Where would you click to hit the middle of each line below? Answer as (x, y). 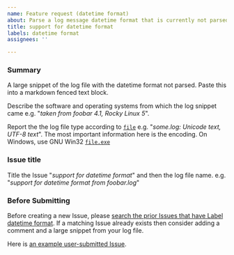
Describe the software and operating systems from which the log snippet (112, 106)
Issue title (24, 160)
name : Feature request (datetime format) (68, 14)
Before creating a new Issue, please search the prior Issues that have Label (115, 216)
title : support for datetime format (60, 26)
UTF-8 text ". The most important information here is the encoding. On (107, 134)
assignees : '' (28, 40)
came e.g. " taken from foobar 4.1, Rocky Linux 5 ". (78, 114)
